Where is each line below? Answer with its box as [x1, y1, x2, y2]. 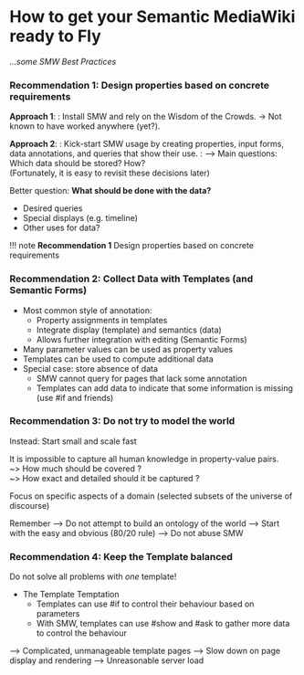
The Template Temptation [22, 589, 121, 600]
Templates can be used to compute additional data [22, 353, 215, 364]
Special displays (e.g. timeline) [22, 213, 139, 224]
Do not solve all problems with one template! [9, 571, 177, 582]
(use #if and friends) [36, 392, 114, 403]
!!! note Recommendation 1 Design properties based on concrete [9, 240, 254, 251]
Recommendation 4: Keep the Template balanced [9, 550, 233, 563]
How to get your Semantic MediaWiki [9, 6, 296, 27]
